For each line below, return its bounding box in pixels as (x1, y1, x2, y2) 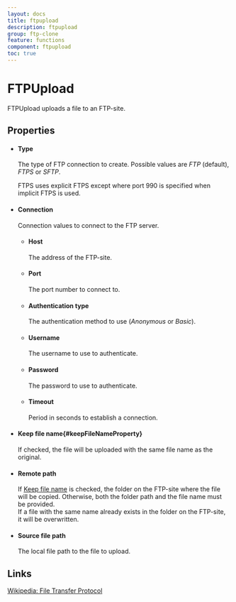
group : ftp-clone (7, 30, 59, 38)
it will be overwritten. (17, 515, 79, 524)
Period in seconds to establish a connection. (28, 413, 158, 422)
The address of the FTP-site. (28, 253, 112, 261)
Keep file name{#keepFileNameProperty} (17, 429, 143, 438)
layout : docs (7, 10, 46, 18)
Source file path (17, 531, 66, 540)
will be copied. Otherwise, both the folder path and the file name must (17, 493, 222, 501)
